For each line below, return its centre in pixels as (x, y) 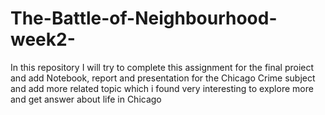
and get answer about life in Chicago (86, 99)
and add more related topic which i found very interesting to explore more (162, 88)
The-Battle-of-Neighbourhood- (144, 18)
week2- (43, 39)
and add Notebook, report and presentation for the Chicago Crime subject (163, 78)
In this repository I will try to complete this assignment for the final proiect (162, 67)
